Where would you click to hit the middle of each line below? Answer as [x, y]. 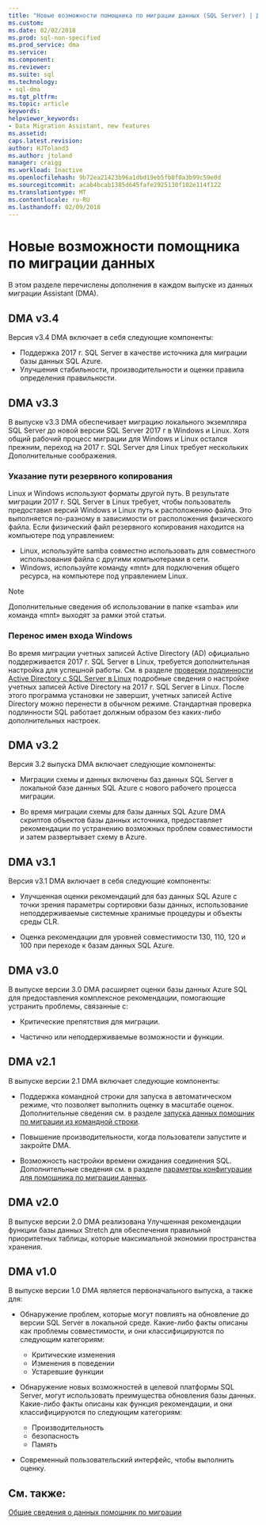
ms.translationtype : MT [47, 192]
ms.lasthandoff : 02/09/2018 [55, 207]
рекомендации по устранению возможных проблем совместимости [136, 829]
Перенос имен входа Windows [70, 636]
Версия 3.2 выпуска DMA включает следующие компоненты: [112, 764]
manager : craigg [35, 163]
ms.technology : [33, 82]
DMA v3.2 [34, 745]
